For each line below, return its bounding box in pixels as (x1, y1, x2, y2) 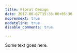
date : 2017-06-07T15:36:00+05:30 (5, 12, 73, 16)
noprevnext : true (5, 16, 40, 21)
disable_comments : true (5, 25, 53, 30)
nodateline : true (5, 20, 40, 26)
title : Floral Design (5, 7, 49, 12)
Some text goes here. (5, 42, 48, 48)
